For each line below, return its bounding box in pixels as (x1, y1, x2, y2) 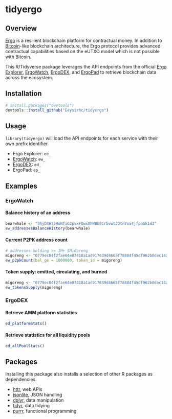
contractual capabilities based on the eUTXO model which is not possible (5, 49, 160, 54)
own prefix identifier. (5, 141, 49, 147)
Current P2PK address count (5, 237, 68, 243)
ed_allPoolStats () (5, 343, 45, 348)
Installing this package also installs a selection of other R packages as (5, 371, 153, 377)
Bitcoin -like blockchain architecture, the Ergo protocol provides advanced (5, 43, 161, 49)
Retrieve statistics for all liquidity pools (5, 332, 91, 338)
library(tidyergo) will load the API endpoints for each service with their (5, 135, 158, 142)
